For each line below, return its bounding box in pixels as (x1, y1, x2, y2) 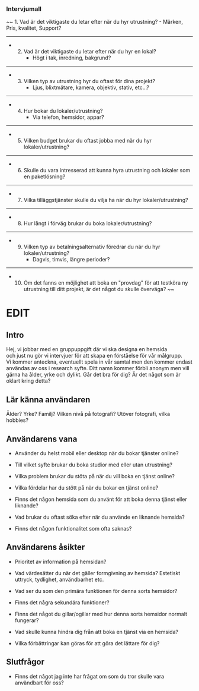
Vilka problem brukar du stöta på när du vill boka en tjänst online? (14, 472, 175, 479)
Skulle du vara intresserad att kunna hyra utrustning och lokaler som (23, 167, 191, 174)
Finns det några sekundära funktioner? (14, 599, 110, 606)
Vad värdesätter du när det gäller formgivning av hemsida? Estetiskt (14, 569, 181, 576)
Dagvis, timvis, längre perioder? (32, 256, 110, 263)
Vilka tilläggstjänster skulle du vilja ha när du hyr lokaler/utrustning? (23, 197, 188, 204)
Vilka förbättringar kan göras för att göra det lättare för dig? (14, 639, 160, 646)
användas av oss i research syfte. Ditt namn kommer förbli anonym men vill (6, 365, 190, 372)
